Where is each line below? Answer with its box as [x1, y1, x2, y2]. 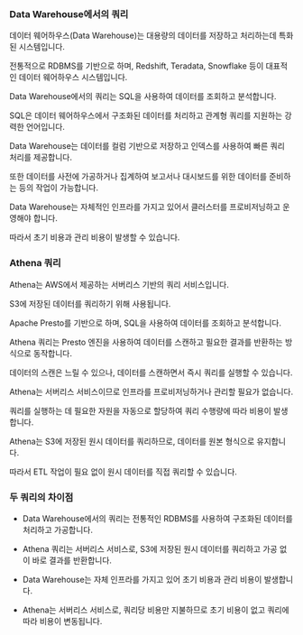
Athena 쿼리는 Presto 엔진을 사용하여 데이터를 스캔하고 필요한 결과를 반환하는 [9, 336, 283, 347]
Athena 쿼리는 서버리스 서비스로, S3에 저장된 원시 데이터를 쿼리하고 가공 [22, 543, 278, 554]
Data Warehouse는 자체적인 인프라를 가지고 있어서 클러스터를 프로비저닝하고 [9, 201, 281, 213]
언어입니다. [25, 122, 66, 133]
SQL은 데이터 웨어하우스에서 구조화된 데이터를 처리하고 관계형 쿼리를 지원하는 [9, 110, 283, 121]
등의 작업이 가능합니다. [18, 182, 99, 193]
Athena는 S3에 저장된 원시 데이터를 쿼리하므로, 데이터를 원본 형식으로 [9, 436, 255, 446]
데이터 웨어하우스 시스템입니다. [18, 72, 128, 83]
